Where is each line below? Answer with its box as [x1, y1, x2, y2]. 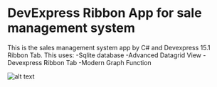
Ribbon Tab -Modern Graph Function [43, 58, 152, 66]
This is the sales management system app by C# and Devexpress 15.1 [7, 43, 211, 52]
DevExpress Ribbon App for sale [7, 5, 202, 21]
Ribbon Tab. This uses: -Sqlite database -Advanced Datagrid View [7, 51, 201, 59]
